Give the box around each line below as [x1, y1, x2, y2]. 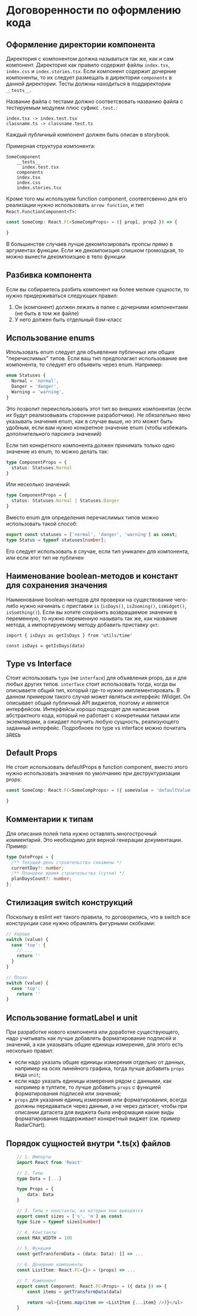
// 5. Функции [16, 1245, 51, 1252]
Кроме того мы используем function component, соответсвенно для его [6, 195, 187, 202]
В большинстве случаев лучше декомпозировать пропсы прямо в [6, 240, 173, 248]
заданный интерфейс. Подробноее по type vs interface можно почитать [6, 725, 186, 732]
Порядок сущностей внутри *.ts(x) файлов [6, 1139, 171, 1149]
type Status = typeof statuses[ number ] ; [6, 537, 107, 543]
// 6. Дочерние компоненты [16, 1262, 83, 1268]
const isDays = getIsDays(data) [6, 643, 85, 649]
